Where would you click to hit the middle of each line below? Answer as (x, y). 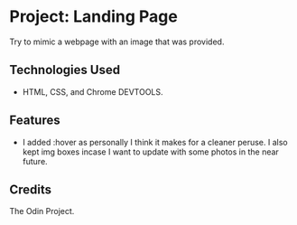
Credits (31, 189)
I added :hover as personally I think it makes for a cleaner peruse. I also (155, 142)
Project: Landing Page (93, 17)
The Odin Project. (42, 211)
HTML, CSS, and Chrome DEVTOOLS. (93, 91)
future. (35, 161)
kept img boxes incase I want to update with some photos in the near (151, 152)
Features (35, 121)
